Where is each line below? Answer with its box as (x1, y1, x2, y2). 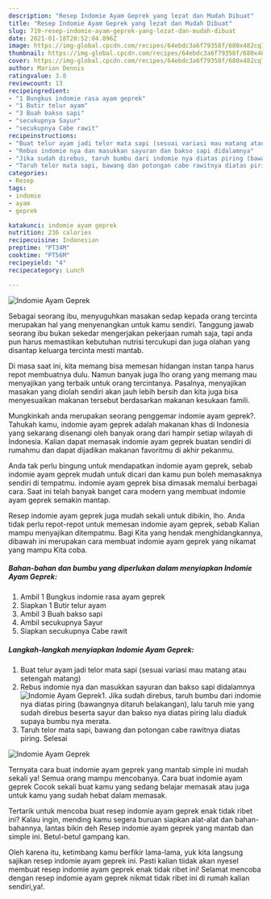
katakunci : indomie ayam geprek (8, 221, 117, 230)
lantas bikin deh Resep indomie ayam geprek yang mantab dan (44, 823, 254, 833)
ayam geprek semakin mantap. (8, 495, 111, 505)
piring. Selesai (19, 734, 68, 743)
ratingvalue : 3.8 (8, 72, 67, 80)
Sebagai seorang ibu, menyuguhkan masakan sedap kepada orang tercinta (8, 311, 258, 321)
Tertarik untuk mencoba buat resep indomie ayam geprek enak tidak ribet (8, 806, 252, 816)
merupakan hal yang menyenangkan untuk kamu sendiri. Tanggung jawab (8, 319, 254, 329)
